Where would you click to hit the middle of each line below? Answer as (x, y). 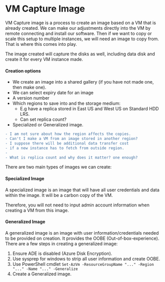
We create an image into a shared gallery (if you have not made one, (83, 82)
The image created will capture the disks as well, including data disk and (80, 54)
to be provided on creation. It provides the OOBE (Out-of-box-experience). (82, 238)
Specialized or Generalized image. (48, 125)
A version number (31, 98)
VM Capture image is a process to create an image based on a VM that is (81, 23)
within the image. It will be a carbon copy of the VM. (59, 195)
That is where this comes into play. (41, 44)
